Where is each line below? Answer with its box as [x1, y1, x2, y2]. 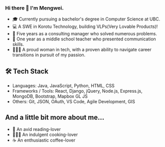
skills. [12, 41, 24, 47]
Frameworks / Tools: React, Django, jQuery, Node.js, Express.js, [12, 88, 143, 94]
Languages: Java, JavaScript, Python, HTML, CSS [12, 83, 115, 89]
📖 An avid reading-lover [12, 126, 61, 132]
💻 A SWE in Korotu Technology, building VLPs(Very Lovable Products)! [12, 23, 158, 29]
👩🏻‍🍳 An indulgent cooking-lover [12, 132, 78, 138]
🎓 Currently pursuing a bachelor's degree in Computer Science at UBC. [12, 16, 161, 22]
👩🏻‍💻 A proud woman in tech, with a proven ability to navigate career [12, 47, 152, 53]
